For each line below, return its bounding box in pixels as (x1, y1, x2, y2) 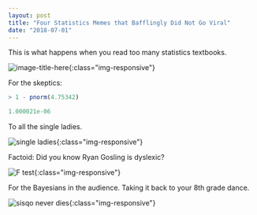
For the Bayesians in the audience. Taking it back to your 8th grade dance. (8, 183, 250, 193)
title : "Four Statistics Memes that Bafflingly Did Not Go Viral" (8, 19, 231, 27)
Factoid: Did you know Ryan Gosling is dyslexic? (8, 153, 165, 162)
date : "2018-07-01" (8, 26, 73, 34)
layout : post (8, 11, 51, 20)
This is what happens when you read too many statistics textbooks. (8, 48, 227, 57)
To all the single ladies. (8, 122, 83, 132)
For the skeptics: (8, 78, 63, 87)
